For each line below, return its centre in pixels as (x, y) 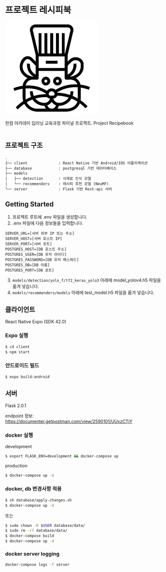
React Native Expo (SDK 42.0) (36, 322)
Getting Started (29, 204)
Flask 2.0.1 (16, 406)
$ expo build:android (28, 377)
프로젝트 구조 (24, 145)
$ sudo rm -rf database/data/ (36, 531)
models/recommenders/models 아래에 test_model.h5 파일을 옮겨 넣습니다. (83, 292)
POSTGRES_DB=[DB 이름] (28, 265)
